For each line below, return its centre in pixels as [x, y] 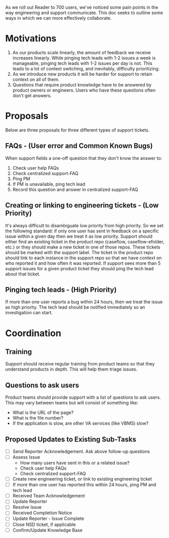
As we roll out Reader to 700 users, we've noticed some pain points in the [82, 7]
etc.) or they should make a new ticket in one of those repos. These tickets [83, 247]
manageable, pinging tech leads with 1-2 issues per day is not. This [82, 63]
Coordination [33, 333]
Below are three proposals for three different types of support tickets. [77, 130]
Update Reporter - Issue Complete [48, 519]
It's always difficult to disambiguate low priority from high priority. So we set [84, 225]
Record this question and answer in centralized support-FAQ [75, 189]
